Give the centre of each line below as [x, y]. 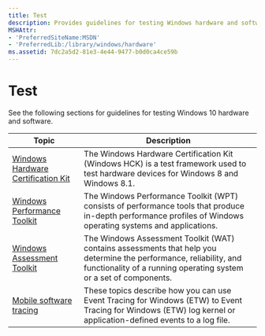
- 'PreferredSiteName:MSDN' [54, 37]
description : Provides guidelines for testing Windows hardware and [123, 23]
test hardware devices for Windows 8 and [161, 173]
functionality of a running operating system [164, 268]
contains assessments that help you [150, 248]
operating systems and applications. [151, 225]
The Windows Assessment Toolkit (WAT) [159, 238]
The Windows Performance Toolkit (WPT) [161, 196]
